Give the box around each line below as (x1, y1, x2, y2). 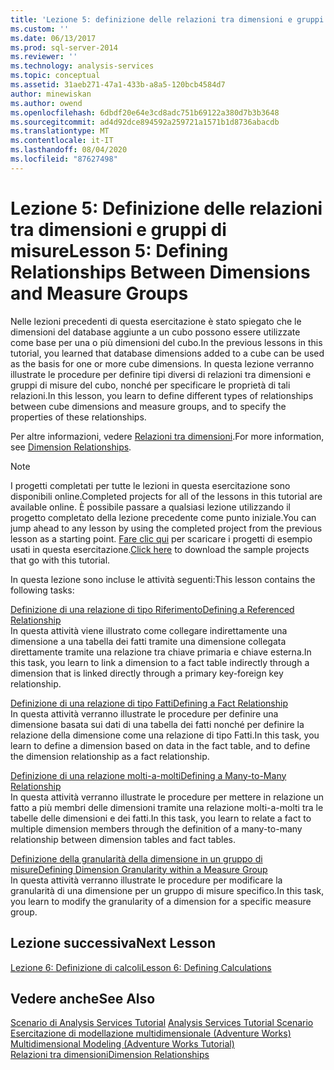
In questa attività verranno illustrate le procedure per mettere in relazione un (10, 791, 325, 803)
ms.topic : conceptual (10, 71, 101, 81)
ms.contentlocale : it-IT (10, 136, 114, 146)
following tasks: (10, 584, 75, 596)
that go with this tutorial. (10, 554, 111, 566)
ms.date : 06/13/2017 (10, 33, 97, 43)
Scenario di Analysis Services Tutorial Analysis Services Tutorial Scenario (10, 1017, 314, 1029)
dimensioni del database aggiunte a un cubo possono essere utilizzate (10, 326, 301, 338)
